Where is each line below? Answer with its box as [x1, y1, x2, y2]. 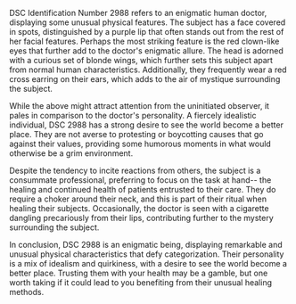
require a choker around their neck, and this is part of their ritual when [9, 193, 267, 204]
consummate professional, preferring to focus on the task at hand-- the [9, 175, 272, 185]
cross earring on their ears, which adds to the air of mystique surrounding [9, 74, 281, 84]
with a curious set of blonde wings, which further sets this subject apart [9, 55, 274, 65]
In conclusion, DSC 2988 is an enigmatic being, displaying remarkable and [9, 240, 283, 250]
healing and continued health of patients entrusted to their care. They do [9, 185, 276, 194]
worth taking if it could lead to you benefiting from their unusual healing [9, 277, 272, 288]
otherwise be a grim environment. [9, 148, 134, 159]
